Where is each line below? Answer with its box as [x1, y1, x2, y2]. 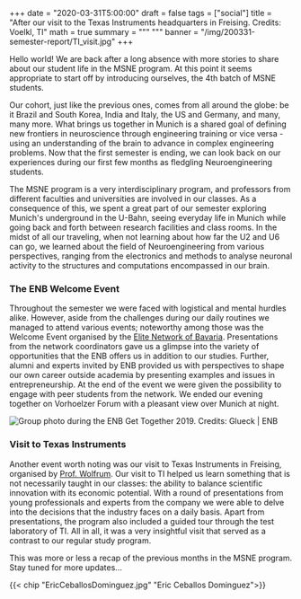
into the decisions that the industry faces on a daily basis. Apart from [9, 507, 265, 517]
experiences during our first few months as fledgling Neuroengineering [9, 157, 272, 167]
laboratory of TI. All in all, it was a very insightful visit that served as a [9, 525, 267, 536]
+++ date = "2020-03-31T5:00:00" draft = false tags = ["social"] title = [9, 8, 272, 18]
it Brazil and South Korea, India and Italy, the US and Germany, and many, [9, 110, 281, 119]
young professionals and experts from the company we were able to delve [9, 497, 285, 507]
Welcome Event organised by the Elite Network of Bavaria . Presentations [9, 331, 279, 342]
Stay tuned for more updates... [9, 561, 123, 573]
